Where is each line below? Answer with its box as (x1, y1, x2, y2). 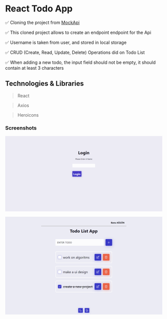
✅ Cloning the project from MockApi (5, 19, 80, 25)
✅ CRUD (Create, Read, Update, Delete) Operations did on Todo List (5, 49, 145, 55)
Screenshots (5, 124, 37, 131)
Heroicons (17, 112, 39, 118)
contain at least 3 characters (5, 65, 64, 71)
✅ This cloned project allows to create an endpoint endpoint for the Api (5, 29, 152, 35)
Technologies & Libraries (5, 79, 84, 88)
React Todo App (5, 3, 73, 14)
